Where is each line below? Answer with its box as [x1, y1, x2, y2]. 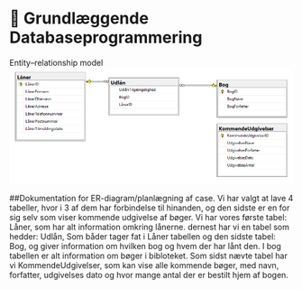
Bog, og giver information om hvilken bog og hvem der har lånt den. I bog [9, 241, 282, 252]
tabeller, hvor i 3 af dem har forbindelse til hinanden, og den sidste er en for [9, 202, 290, 213]
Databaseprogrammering [9, 27, 203, 48]
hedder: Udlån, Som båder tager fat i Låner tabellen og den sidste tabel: [9, 231, 277, 242]
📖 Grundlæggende [9, 8, 149, 29]
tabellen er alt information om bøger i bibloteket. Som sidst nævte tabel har [9, 250, 288, 261]
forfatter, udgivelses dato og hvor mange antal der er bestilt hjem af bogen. [9, 270, 288, 281]
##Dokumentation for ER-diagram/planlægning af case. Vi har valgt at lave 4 [9, 193, 294, 204]
